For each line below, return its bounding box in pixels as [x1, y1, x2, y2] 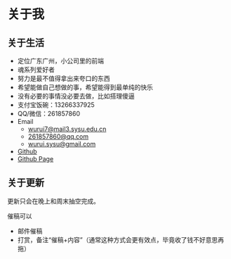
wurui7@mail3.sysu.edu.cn [27, 125, 107, 133]
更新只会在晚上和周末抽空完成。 [7, 196, 100, 205]
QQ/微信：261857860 [17, 110, 81, 118]
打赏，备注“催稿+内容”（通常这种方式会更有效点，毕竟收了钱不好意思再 [17, 235, 225, 244]
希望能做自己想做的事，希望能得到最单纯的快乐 [17, 83, 153, 91]
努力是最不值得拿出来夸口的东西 [17, 75, 110, 82]
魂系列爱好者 [17, 65, 55, 74]
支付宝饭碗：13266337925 [17, 101, 95, 109]
